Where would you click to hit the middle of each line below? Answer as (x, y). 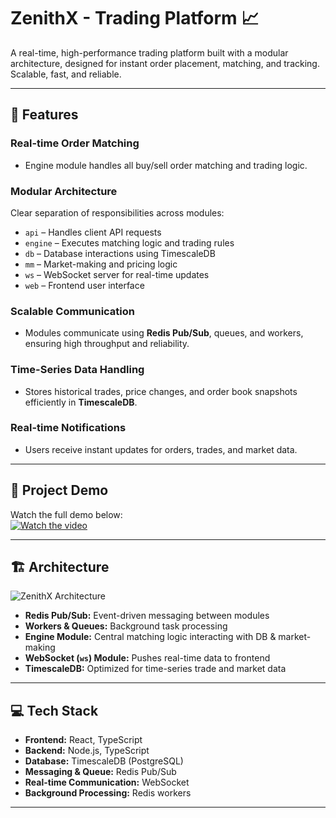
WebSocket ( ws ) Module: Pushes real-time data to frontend (147, 658)
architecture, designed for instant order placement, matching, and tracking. (165, 63)
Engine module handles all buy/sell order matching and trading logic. (166, 165)
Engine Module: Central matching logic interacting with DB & (150, 637)
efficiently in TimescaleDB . (81, 402)
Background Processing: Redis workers (108, 793)
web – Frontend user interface (84, 285)
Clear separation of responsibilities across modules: (117, 212)
